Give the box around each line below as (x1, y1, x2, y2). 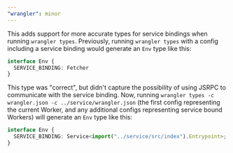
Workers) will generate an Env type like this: (7, 113, 133, 122)
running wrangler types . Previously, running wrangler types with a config (7, 36, 219, 45)
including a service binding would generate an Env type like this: (7, 44, 192, 52)
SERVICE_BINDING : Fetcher (13, 64, 90, 71)
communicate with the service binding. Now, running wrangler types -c (7, 91, 215, 99)
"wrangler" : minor (7, 10, 61, 17)
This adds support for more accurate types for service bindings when (7, 29, 208, 38)
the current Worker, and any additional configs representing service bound (7, 105, 223, 114)
